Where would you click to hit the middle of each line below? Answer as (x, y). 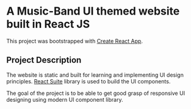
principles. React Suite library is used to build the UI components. (88, 81)
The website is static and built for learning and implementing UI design (95, 75)
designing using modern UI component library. (65, 99)
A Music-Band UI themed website (93, 11)
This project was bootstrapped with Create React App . (75, 41)
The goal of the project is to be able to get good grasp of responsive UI (95, 93)
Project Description (44, 60)
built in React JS (48, 24)
